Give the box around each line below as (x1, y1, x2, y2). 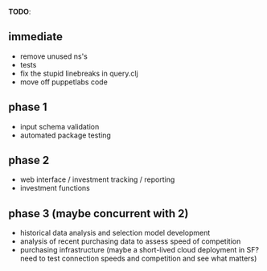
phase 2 (8, 154, 50, 167)
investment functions (19, 183, 90, 193)
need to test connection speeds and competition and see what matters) (19, 253, 257, 264)
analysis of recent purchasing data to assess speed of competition (19, 236, 241, 246)
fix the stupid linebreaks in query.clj (19, 68, 138, 78)
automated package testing (19, 130, 111, 140)
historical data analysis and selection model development (19, 228, 211, 238)
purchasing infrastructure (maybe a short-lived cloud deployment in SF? (19, 245, 260, 255)
